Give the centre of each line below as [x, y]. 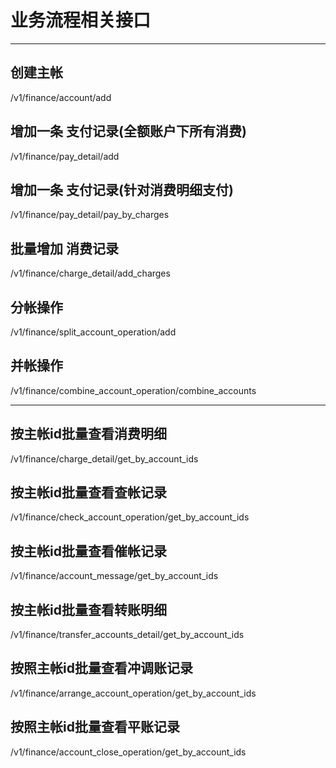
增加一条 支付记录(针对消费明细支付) [122, 189]
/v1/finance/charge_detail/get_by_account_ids [104, 458]
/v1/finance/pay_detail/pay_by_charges [90, 215]
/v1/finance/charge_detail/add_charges [90, 273]
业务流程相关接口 [81, 20]
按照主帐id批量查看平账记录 [95, 727]
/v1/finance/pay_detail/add [65, 156]
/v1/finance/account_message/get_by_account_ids [114, 576]
